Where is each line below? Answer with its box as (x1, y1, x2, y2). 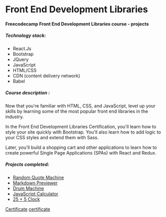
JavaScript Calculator (12, 190, 59, 197)
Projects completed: (5, 161, 50, 167)
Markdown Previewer (12, 180, 58, 186)
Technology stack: (5, 32, 46, 39)
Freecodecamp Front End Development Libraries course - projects (5, 20, 149, 27)
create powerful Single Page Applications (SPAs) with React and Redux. (5, 149, 157, 156)
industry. (5, 114, 24, 120)
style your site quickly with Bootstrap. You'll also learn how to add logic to (5, 129, 161, 135)
